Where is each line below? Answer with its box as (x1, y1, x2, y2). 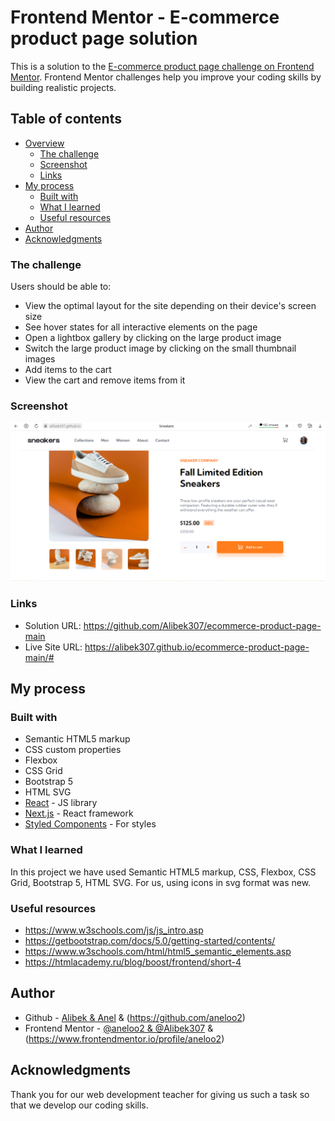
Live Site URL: (24, 641, 83, 653)
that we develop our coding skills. (10, 1099, 149, 1111)
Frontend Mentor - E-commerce (10, 6, 280, 29)
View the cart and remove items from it (24, 374, 186, 386)
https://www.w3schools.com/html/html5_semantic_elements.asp (24, 945, 292, 957)
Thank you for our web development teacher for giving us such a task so (10, 1088, 310, 1100)
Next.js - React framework (24, 807, 134, 820)
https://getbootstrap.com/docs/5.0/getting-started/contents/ (24, 934, 276, 946)
